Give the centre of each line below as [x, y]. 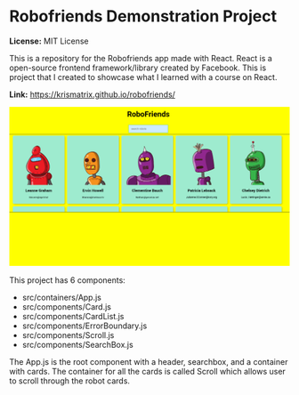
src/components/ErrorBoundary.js [85, 326]
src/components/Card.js [66, 306]
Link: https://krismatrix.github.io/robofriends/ [93, 94]
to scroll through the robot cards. [70, 381]
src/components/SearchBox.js [77, 344]
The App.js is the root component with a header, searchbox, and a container [149, 361]
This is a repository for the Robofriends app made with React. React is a [141, 58]
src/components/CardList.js [73, 316]
